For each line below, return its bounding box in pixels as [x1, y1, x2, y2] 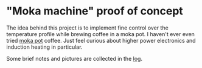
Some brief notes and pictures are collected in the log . [6, 55, 143, 62]
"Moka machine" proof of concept [6, 4, 184, 18]
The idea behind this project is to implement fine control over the [6, 24, 169, 31]
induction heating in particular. [6, 43, 83, 51]
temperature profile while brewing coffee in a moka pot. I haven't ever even [6, 30, 195, 37]
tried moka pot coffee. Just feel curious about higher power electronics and [6, 37, 196, 44]
